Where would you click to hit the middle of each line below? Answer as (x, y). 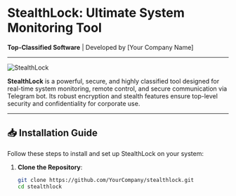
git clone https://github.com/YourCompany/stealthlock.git (106, 180)
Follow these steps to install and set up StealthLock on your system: (105, 153)
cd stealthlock (40, 187)
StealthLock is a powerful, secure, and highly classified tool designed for (113, 81)
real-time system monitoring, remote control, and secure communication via (117, 89)
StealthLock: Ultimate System (96, 13)
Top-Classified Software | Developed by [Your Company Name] (100, 47)
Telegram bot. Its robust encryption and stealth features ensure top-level (112, 96)
